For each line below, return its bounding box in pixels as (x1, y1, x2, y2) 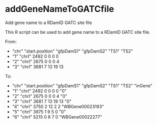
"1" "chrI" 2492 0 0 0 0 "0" (12, 88, 67, 94)
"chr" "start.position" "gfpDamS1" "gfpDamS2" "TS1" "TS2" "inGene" (12, 82, 153, 89)
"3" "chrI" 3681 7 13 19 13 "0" (12, 98, 72, 104)
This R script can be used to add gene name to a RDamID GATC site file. (5, 29, 151, 35)
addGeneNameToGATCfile (5, 3, 114, 15)
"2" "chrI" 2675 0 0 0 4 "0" (12, 93, 68, 99)
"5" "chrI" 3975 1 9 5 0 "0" (12, 109, 66, 115)
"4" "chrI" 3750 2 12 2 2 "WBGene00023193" (12, 103, 105, 109)
